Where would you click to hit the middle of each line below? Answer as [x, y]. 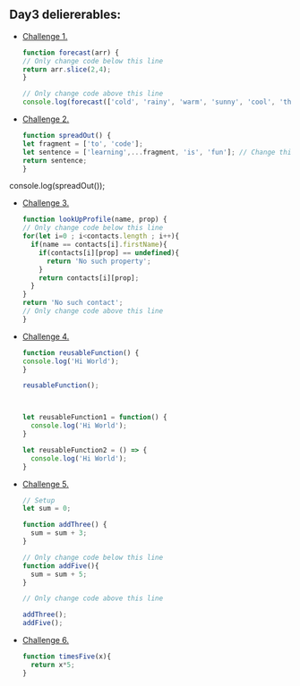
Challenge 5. [46, 484]
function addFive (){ [60, 566]
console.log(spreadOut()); [57, 186]
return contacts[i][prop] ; [89, 278]
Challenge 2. [46, 119]
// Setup [39, 500]
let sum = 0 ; [47, 509]
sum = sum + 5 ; [59, 574]
